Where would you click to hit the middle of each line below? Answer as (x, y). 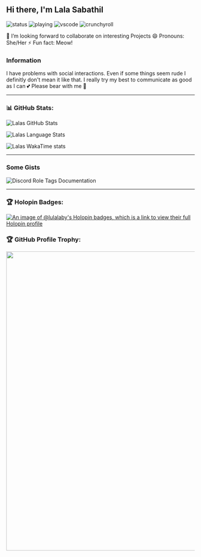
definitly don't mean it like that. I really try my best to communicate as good (99, 80)
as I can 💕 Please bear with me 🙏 (46, 86)
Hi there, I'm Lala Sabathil (55, 10)
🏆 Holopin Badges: (35, 202)
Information (24, 60)
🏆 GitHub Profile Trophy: (44, 239)
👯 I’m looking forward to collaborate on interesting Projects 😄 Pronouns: (95, 36)
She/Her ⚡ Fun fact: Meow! (39, 42)
